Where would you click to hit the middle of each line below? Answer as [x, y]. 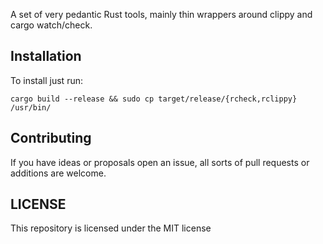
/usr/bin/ [31, 107]
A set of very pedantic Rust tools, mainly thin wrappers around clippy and [161, 14]
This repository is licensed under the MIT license [111, 228]
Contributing [51, 138]
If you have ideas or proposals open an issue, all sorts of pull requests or [160, 162]
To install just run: [46, 80]
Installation [46, 56]
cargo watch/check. [51, 25]
